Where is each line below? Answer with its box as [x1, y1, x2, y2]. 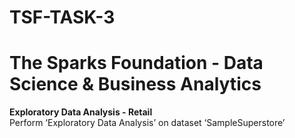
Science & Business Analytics [9, 73, 262, 96]
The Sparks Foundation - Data [9, 52, 264, 75]
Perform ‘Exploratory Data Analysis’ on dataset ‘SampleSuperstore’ [9, 117, 286, 129]
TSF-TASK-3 [9, 6, 116, 29]
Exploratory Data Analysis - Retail [9, 106, 153, 118]
